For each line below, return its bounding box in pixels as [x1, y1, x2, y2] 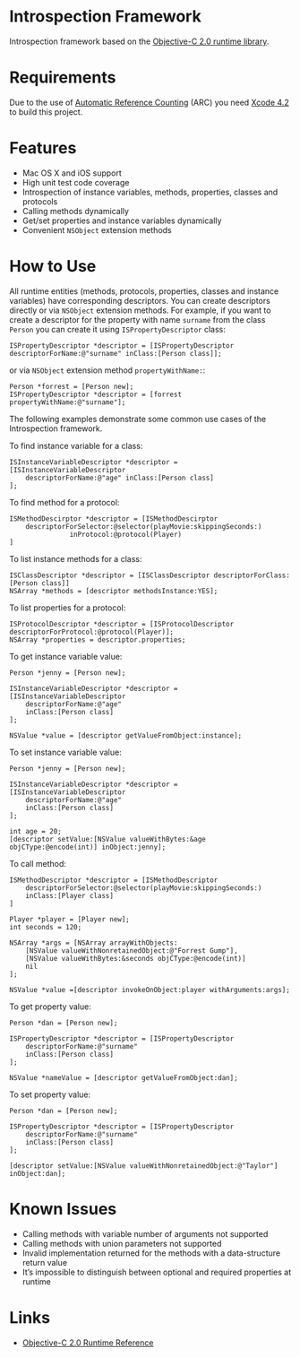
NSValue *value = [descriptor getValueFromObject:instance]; [9, 730, 243, 740]
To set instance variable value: [9, 747, 123, 757]
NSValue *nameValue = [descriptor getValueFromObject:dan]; [9, 1073, 239, 1082]
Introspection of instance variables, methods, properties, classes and [21, 186, 279, 197]
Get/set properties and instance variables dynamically [21, 215, 222, 226]
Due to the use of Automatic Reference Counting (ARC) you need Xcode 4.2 [9, 97, 289, 108]
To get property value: [9, 1001, 91, 1012]
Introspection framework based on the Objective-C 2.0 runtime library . [9, 36, 270, 47]
